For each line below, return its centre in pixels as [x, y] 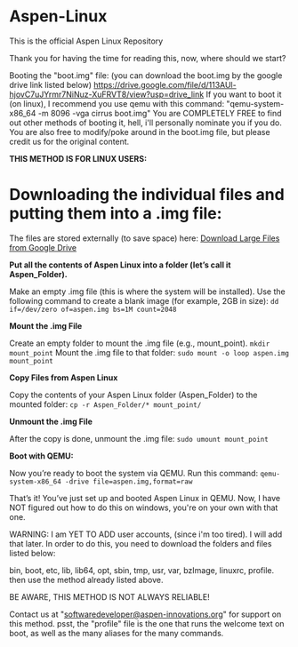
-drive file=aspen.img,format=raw [129, 482]
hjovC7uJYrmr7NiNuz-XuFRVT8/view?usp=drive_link [107, 94]
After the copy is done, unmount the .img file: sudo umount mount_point [139, 438]
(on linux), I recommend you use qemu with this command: [117, 103]
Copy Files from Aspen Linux [64, 377]
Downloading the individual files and [147, 195]
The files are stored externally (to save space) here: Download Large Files [145, 238]
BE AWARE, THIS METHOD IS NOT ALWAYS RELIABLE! [110, 596]
